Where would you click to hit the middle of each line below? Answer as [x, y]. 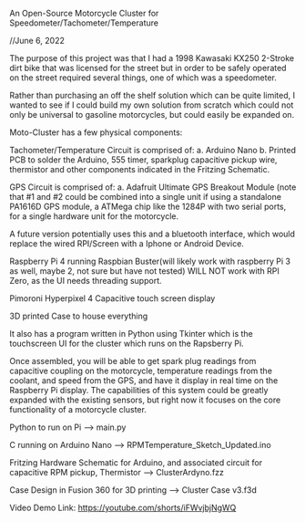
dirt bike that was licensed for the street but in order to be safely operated [148, 68]
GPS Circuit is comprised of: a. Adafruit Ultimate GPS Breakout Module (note [153, 187]
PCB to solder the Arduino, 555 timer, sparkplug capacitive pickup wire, [143, 160]
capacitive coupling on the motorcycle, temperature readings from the [141, 371]
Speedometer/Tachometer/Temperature [84, 23]
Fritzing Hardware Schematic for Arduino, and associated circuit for [136, 463]
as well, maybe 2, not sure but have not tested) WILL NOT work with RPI [144, 271]
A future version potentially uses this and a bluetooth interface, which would [152, 234]
